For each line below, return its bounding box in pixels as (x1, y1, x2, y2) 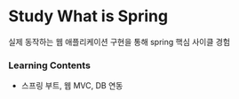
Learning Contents (8, 59, 91, 72)
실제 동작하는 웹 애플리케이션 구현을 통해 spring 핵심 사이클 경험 (8, 36, 231, 47)
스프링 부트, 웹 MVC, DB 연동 (20, 80, 123, 91)
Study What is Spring (8, 6, 169, 27)
